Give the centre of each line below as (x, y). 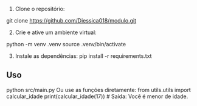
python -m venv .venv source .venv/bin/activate (66, 44)
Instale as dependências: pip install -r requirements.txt (83, 56)
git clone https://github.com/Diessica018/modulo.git (71, 20)
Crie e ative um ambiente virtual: (56, 32)
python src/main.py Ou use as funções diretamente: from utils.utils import (99, 90)
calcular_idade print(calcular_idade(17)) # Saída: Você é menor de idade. (97, 96)
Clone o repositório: (40, 9)
